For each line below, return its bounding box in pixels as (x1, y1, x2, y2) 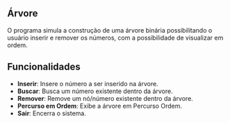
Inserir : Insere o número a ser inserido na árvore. (17, 79, 158, 88)
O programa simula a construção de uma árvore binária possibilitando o (7, 26, 213, 34)
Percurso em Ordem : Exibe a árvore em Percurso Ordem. (17, 101, 183, 110)
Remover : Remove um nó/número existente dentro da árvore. (17, 94, 193, 102)
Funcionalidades (7, 61, 81, 73)
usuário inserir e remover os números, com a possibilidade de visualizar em (7, 33, 224, 42)
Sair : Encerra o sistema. (17, 109, 87, 117)
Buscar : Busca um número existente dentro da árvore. (17, 87, 173, 95)
